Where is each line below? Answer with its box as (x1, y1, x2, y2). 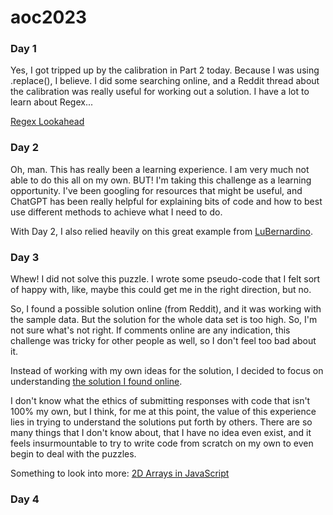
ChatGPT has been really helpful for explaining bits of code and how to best (10, 195, 323, 207)
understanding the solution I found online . (10, 376, 183, 388)
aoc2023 (10, 6, 88, 29)
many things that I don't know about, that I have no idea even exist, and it (10, 427, 312, 439)
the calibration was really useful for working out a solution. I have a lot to (10, 86, 310, 98)
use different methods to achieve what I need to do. (10, 206, 223, 218)
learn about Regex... (10, 96, 94, 108)
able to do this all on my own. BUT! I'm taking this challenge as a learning (10, 174, 312, 186)
